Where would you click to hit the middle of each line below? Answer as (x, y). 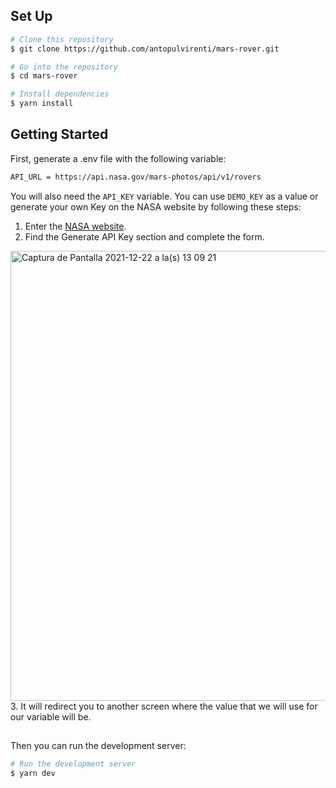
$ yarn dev (33, 774)
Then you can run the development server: (98, 746)
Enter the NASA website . (75, 226)
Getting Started (59, 134)
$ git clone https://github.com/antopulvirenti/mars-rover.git (145, 49)
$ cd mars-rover (44, 76)
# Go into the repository (64, 67)
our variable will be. (51, 716)
